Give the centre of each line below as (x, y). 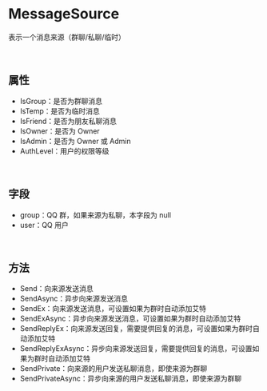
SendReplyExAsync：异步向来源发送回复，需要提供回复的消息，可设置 (136, 349)
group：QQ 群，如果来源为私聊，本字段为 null (96, 215)
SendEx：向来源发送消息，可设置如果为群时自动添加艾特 (113, 309)
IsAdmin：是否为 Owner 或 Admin (75, 141)
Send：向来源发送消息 (56, 289)
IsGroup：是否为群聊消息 (61, 101)
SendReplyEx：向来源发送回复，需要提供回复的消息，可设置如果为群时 (136, 329)
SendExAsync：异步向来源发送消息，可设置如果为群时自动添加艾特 (130, 319)
